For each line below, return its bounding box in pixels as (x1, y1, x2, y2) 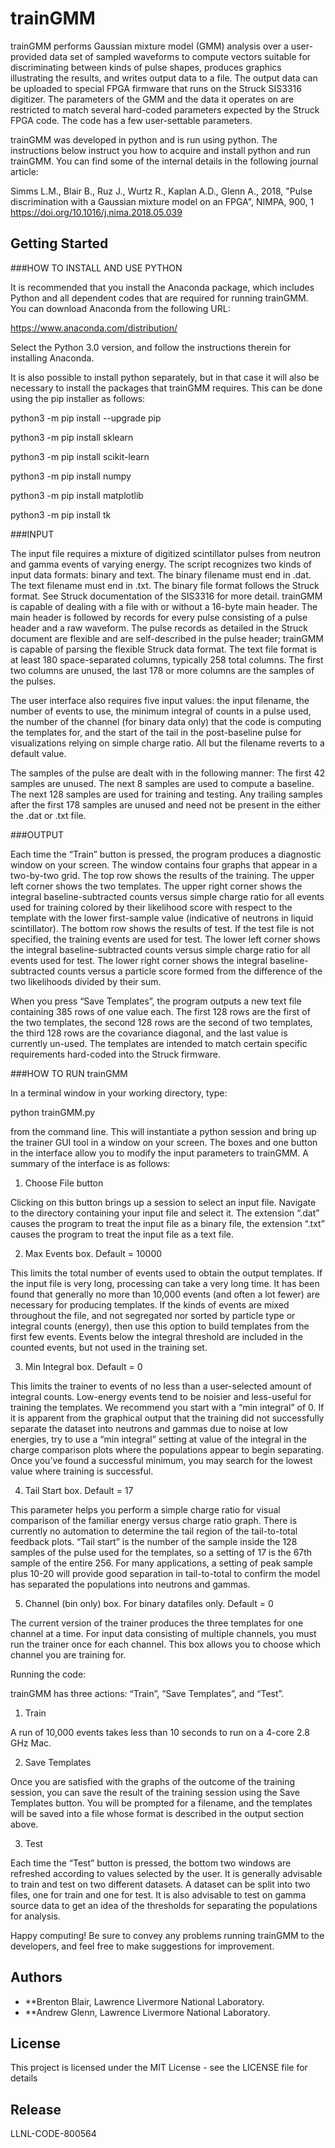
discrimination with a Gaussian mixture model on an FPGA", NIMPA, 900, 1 (10, 195, 315, 207)
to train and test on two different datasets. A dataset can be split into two (10, 1878, 311, 1890)
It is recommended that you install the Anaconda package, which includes (10, 281, 315, 293)
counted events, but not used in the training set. (10, 1341, 208, 1353)
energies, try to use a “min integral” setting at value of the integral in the (10, 1433, 307, 1445)
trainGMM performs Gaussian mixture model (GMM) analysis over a (10, 40, 289, 52)
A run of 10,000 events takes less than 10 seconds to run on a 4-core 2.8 (10, 1726, 310, 1738)
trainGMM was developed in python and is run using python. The (10, 133, 278, 146)
